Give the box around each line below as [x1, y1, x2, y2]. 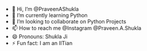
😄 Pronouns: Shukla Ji [11, 33, 68, 40]
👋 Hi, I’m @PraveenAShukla [11, 6, 79, 12]
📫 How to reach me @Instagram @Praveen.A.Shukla [11, 25, 142, 32]
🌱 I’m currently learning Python [11, 12, 88, 19]
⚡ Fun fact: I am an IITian [11, 40, 73, 46]
